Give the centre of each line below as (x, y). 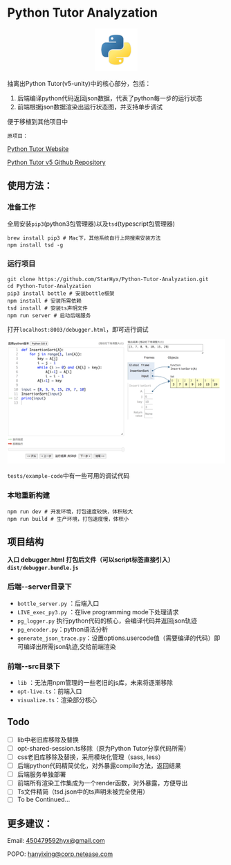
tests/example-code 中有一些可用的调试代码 (68, 476)
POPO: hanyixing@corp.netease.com (60, 854)
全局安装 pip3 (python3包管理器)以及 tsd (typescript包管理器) (91, 224)
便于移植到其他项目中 (37, 121)
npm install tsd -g (35, 245)
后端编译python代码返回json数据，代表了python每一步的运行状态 (110, 98)
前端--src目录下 (34, 666)
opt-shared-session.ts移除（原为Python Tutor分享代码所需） (103, 748)
